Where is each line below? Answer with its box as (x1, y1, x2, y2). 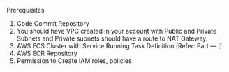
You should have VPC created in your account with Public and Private (16, 27, 217, 35)
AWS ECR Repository (16, 49, 77, 57)
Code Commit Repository (16, 20, 90, 27)
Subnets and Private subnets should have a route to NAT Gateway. (16, 34, 208, 43)
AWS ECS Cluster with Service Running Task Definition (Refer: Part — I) (16, 42, 223, 50)
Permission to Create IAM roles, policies (16, 57, 132, 65)
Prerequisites (6, 6, 45, 14)
